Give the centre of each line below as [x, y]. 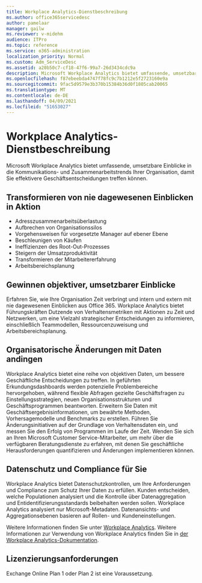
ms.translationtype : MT [36, 90]
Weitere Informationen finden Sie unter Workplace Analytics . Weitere [91, 527]
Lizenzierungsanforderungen [63, 559]
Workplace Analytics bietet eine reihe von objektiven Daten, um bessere [95, 373]
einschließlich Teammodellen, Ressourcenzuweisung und [77, 325]
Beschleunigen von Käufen [48, 240]
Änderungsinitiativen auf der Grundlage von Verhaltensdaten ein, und [92, 424]
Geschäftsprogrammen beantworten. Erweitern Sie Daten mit [82, 405]
